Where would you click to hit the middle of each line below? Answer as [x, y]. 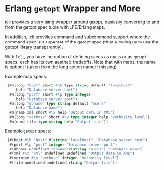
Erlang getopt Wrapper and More [73, 9]
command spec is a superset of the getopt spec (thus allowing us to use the [82, 42]
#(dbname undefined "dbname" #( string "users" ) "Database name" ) [76, 149]
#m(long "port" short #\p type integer [50, 94]
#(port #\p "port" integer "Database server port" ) [63, 145]
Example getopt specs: [28, 131]
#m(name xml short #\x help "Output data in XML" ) [62, 113]
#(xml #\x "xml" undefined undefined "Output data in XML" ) [72, 154]
